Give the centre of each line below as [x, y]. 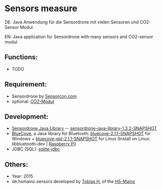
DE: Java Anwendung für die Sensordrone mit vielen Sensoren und [72, 22]
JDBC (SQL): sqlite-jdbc [36, 149]
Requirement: [26, 84]
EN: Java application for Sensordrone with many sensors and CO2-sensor [79, 37]
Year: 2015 [22, 176]
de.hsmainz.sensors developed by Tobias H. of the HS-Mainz [73, 182]
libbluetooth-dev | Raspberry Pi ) [44, 144]
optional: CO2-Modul [33, 101]
